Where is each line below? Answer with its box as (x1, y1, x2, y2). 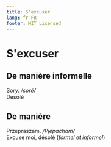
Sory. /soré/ (6, 87, 37, 95)
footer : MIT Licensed (6, 20, 62, 26)
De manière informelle (6, 71, 93, 81)
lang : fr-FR (6, 15, 37, 21)
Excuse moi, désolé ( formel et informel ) (6, 134, 106, 141)
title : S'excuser (6, 9, 51, 15)
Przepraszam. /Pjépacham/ (6, 127, 75, 135)
